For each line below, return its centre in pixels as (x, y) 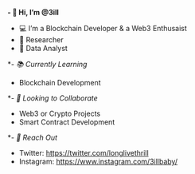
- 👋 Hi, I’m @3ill (33, 12)
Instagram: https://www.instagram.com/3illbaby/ (98, 161)
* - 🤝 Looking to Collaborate (53, 98)
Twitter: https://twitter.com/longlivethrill (84, 153)
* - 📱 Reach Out (32, 137)
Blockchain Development (60, 83)
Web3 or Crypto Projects (60, 113)
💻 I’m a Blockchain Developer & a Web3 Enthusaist (103, 28)
